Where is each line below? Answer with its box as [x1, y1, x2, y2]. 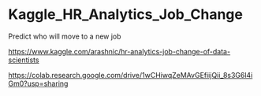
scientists [8, 55, 39, 65]
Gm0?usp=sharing [8, 79, 69, 88]
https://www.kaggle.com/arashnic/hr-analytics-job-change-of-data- [8, 46, 231, 56]
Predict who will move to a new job [8, 31, 121, 41]
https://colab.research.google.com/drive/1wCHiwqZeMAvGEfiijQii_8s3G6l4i [8, 70, 253, 79]
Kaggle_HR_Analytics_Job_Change [8, 6, 243, 24]
